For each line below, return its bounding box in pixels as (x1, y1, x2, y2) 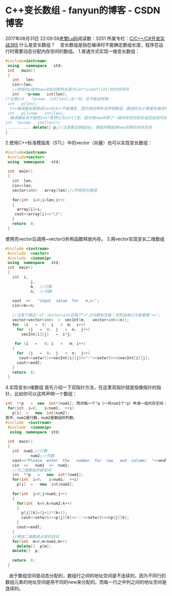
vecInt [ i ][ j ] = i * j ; (21, 332, 72, 337)
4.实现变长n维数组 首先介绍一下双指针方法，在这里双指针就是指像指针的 (5, 384, 157, 390)
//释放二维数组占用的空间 (12, 534, 59, 539)
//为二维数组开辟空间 (12, 468, 51, 473)
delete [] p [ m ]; (16, 543, 52, 549)
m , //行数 (30, 284, 52, 289)
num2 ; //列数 (30, 453, 55, 458)
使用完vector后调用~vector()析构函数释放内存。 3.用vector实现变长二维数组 (5, 236, 165, 242)
